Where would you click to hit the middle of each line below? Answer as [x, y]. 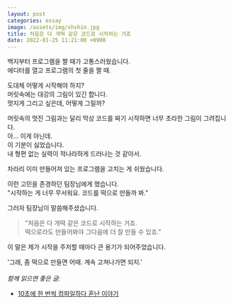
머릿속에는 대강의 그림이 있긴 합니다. [57, 94]
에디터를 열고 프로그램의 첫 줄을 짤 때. [59, 70]
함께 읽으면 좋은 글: [34, 278]
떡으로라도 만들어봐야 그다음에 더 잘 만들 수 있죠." [93, 232]
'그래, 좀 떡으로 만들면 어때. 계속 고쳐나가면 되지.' [75, 262]
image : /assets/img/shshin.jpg [53, 27]
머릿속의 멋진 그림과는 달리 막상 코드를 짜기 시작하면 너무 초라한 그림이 [104, 119]
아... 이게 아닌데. [30, 136]
